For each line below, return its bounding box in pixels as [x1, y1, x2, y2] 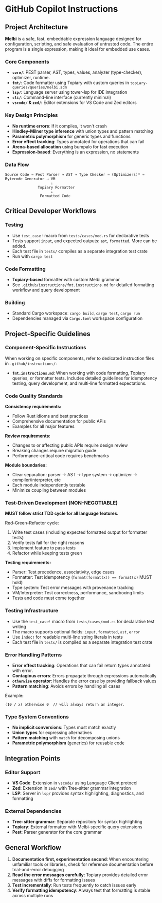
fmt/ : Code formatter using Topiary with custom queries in [12, 80, 129, 86]
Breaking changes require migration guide [12, 448, 97, 454]
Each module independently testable [12, 482, 86, 488]
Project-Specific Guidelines [5, 330, 91, 338]
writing [12, 624, 26, 630]
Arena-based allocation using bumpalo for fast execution [12, 144, 128, 149]
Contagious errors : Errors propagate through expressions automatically [12, 673, 157, 679]
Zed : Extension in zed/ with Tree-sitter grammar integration [12, 785, 131, 791]
